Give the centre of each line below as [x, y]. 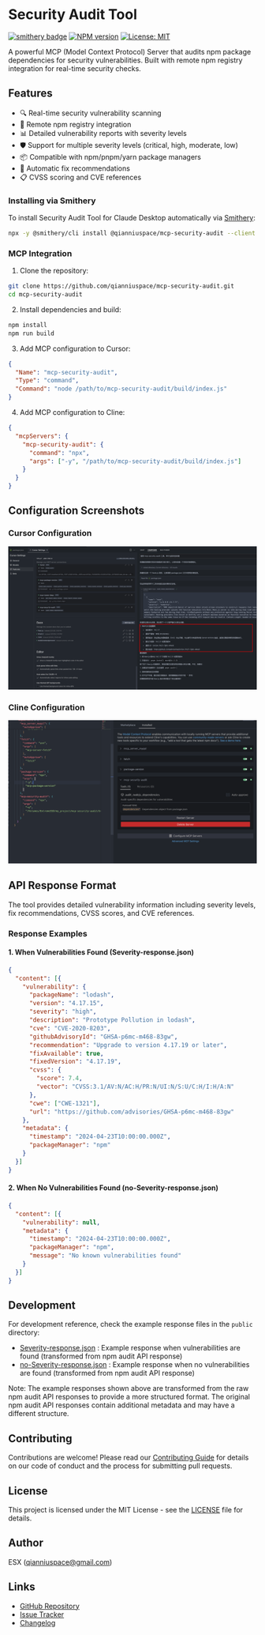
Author [26, 1543]
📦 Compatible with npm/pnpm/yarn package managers [110, 156]
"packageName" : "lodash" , [71, 995]
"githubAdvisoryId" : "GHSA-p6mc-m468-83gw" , [103, 1037]
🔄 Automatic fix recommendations [75, 168]
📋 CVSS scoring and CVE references [80, 177]
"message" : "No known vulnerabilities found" [105, 1256]
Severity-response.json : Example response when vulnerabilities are [130, 1348]
